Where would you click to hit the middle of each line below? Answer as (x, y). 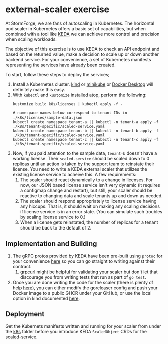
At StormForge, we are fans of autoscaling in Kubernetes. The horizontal (80, 23)
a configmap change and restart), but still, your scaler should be (86, 190)
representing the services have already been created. (61, 65)
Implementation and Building (51, 244)
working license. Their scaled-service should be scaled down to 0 (81, 158)
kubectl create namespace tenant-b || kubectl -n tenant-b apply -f (86, 131)
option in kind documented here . (46, 298)
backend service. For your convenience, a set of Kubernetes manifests (78, 59)
